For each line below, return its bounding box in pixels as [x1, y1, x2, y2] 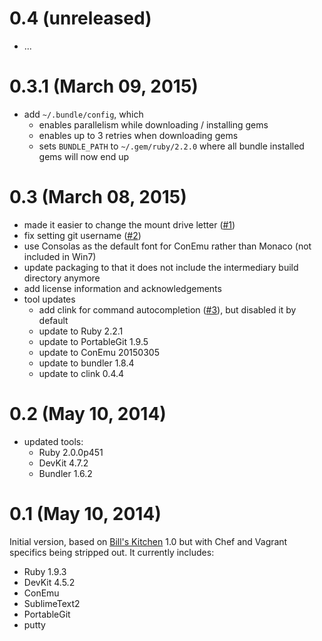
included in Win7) [23, 250, 97, 262]
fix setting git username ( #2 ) [23, 229, 142, 241]
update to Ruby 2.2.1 [38, 325, 124, 337]
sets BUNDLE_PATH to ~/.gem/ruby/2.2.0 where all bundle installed [38, 140, 305, 152]
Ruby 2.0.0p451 [38, 446, 104, 458]
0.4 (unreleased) [9, 7, 152, 30]
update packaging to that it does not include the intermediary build [23, 261, 299, 273]
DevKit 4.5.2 [23, 576, 76, 588]
